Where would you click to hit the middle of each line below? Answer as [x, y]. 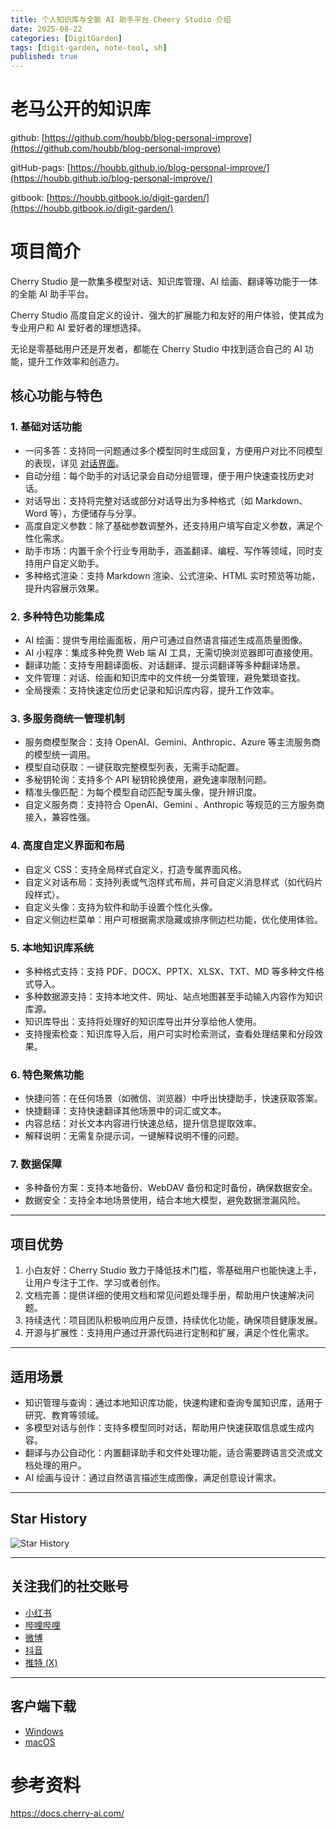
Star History [49, 1519]
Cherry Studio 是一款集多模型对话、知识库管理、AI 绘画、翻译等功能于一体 [164, 281]
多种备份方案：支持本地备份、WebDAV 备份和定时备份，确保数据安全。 [171, 1188]
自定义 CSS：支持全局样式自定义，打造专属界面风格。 [135, 869]
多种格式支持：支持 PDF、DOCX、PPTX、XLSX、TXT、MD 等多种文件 [170, 971]
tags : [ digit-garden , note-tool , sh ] [89, 47]
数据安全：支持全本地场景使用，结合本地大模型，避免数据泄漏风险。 [165, 1200]
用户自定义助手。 [69, 563]
